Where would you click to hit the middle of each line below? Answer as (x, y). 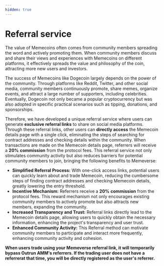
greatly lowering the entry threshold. (49, 186)
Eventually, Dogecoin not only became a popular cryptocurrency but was (79, 99)
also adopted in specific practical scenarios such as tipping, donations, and (81, 104)
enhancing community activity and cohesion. (58, 238)
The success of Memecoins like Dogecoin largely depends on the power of (81, 78)
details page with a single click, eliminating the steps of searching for (75, 134)
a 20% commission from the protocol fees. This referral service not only (79, 150)
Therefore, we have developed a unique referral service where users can (79, 119)
